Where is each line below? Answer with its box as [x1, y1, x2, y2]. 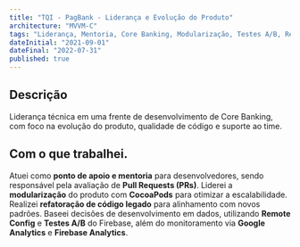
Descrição [9, 87, 68, 103]
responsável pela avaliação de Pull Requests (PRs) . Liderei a [9, 179, 233, 190]
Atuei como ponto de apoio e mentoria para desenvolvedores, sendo [9, 170, 264, 181]
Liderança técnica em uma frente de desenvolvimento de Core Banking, [9, 111, 274, 121]
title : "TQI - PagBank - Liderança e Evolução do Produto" [9, 12, 234, 22]
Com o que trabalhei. [9, 146, 128, 161]
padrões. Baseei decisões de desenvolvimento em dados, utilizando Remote [9, 208, 291, 218]
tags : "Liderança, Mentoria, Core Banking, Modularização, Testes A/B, [9, 29, 281, 38]
